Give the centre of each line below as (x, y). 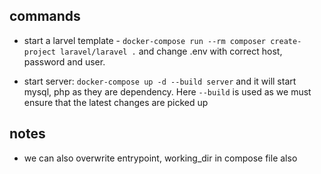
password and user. (64, 61)
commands (45, 16)
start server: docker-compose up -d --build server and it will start (160, 81)
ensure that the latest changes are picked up (116, 102)
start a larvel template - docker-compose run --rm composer (145, 40)
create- (286, 41)
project (39, 52)
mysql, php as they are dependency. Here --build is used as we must (167, 91)
